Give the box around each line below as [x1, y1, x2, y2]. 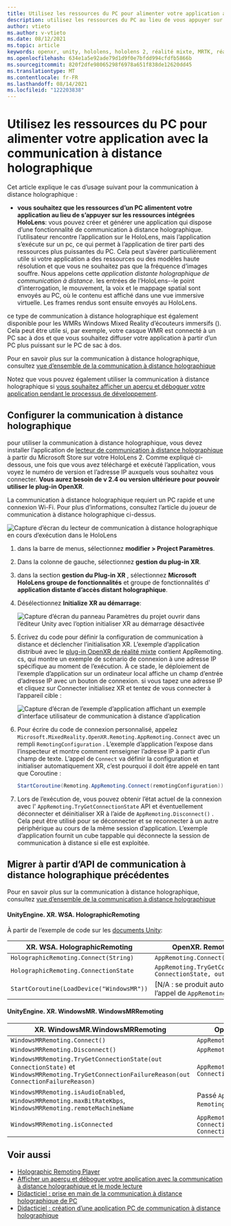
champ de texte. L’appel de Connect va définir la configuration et [16, 754, 199, 763]
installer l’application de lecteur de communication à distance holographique [7, 446, 223, 454]
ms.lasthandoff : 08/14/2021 [7, 80, 88, 87]
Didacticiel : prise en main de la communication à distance [16, 1189, 182, 1197]
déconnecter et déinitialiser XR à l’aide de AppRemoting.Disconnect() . [16, 809, 214, 818]
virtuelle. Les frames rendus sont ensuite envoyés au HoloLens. [16, 298, 197, 307]
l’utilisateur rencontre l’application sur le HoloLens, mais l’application [16, 233, 211, 241]
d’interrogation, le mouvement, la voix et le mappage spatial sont [16, 284, 201, 292]
